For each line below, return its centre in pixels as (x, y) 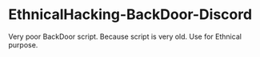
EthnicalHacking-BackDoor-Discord (130, 15)
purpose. (23, 44)
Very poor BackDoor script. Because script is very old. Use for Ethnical (125, 36)
